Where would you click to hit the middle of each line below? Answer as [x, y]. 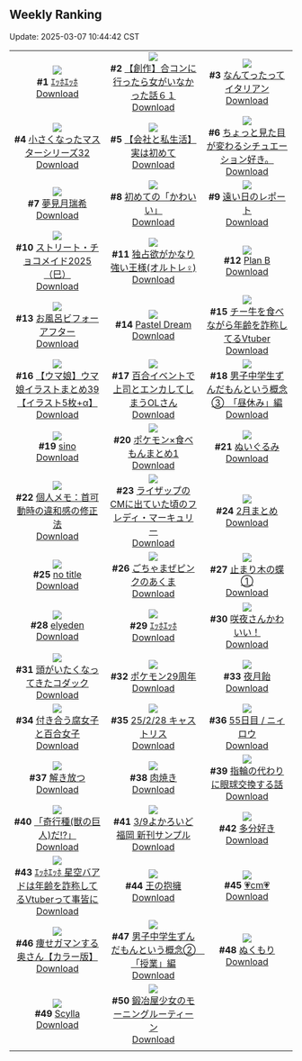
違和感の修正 [71, 511]
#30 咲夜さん [238, 619]
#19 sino [57, 446]
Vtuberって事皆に [62, 899]
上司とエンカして [149, 389]
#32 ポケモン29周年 [154, 676]
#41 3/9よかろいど [154, 821]
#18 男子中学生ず [247, 376]
